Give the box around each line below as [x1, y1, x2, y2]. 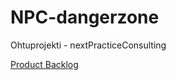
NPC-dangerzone [10, 6, 160, 29]
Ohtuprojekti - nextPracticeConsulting [10, 39, 167, 51]
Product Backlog [10, 58, 79, 70]
